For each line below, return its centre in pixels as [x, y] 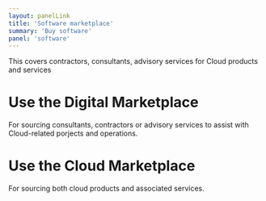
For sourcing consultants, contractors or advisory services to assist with [129, 125]
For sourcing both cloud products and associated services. [106, 188]
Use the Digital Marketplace [103, 103]
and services [30, 70]
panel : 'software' [39, 38]
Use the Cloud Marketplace [102, 166]
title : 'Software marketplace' [61, 23]
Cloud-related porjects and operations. [73, 133]
